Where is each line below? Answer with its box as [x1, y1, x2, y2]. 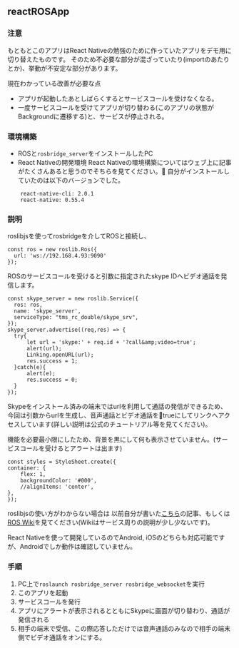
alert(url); [26, 345, 62, 353]
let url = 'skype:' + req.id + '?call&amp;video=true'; [26, 339, 196, 346]
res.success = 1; [26, 358, 78, 365]
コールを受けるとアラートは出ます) [19, 444, 123, 452]
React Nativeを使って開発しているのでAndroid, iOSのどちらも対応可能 [7, 533, 213, 542]
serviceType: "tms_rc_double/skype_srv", [14, 314, 139, 321]
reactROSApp [7, 6, 70, 18]
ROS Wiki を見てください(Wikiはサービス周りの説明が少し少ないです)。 [7, 518, 214, 527]
